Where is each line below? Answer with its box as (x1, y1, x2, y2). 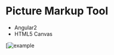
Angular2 (14, 24, 37, 31)
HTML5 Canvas (14, 30, 53, 37)
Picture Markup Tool (5, 4, 109, 18)
